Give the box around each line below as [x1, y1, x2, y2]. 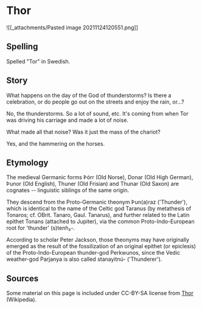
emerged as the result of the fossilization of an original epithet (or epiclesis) [6, 243, 197, 250]
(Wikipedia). [6, 296, 37, 304]
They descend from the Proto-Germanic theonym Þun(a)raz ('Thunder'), [6, 199, 187, 206]
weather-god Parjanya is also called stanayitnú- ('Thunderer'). [6, 255, 162, 263]
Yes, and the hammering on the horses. [6, 140, 105, 147]
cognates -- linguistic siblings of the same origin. [6, 186, 130, 194]
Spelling [6, 41, 38, 52]
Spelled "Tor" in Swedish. [6, 57, 71, 65]
